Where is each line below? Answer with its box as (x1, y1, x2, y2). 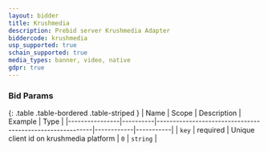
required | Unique (197, 125, 255, 135)
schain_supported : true (8, 49, 88, 57)
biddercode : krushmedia (8, 34, 88, 42)
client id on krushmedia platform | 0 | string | (8, 133, 158, 144)
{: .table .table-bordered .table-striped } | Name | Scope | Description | (8, 109, 242, 118)
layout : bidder (8, 11, 59, 20)
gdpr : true (8, 64, 45, 72)
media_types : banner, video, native (8, 57, 131, 65)
